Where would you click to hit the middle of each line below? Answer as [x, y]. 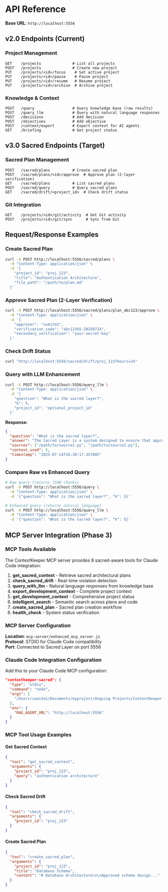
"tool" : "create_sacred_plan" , [42, 857]
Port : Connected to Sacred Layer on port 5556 [53, 647]
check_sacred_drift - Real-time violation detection [65, 580]
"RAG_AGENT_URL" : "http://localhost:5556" [59, 713]
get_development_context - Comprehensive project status [73, 596]
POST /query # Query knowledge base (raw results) [79, 108]
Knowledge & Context [32, 98]
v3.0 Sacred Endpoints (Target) [55, 145]
